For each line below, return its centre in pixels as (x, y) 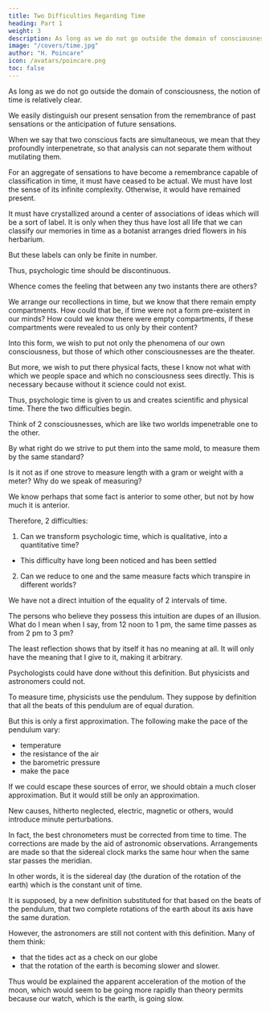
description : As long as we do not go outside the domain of (113, 38)
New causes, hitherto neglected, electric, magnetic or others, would (121, 810)
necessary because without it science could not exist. (97, 384)
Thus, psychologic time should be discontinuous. (90, 270)
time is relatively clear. (45, 99)
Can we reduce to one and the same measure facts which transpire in (135, 576)
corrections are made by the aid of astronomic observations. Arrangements (133, 843)
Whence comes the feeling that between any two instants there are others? (133, 286)
